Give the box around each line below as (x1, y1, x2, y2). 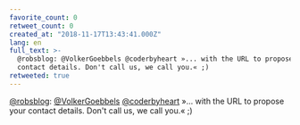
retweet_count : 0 (9, 21, 74, 30)
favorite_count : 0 (9, 12, 78, 22)
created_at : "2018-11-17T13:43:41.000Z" (9, 29, 162, 38)
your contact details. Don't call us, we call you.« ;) (9, 104, 194, 116)
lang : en (9, 37, 42, 47)
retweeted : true (9, 71, 70, 80)
